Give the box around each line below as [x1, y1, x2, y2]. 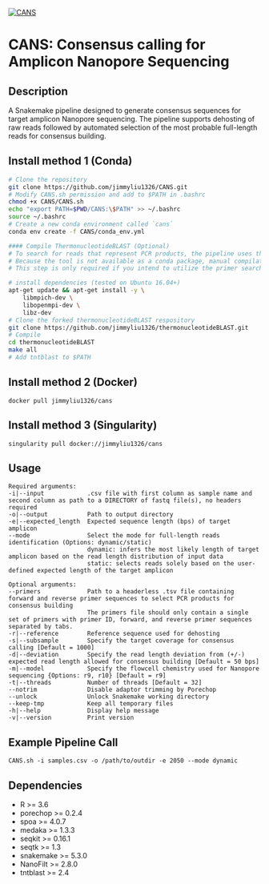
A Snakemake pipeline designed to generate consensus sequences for [8, 106, 242, 115]
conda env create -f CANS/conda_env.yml [8, 227, 146, 235]
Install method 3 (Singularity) [8, 419, 158, 432]
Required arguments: [8, 483, 78, 491]
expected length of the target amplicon [37, 567, 174, 575]
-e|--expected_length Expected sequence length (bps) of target [8, 517, 231, 526]
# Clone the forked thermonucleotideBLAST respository [8, 316, 195, 324]
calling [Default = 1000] [8, 644, 94, 652]
